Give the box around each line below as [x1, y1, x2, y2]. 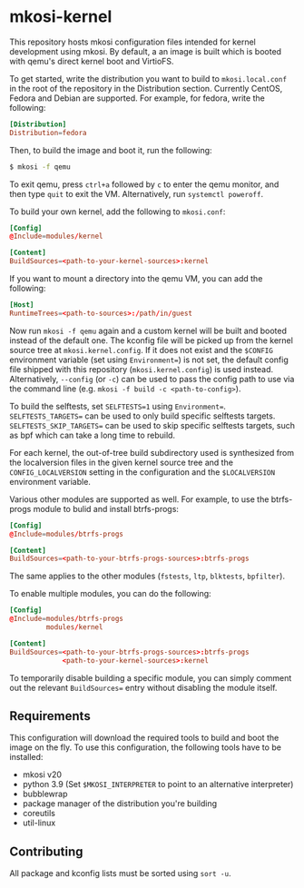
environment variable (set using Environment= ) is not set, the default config [9, 354, 289, 365]
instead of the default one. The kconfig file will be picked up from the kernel [9, 334, 293, 346]
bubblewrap [22, 788, 68, 800]
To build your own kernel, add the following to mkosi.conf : [9, 206, 226, 217]
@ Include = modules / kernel [9, 232, 103, 242]
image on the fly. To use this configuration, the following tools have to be [9, 742, 281, 753]
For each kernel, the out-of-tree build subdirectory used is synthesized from [9, 447, 295, 458]
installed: [9, 752, 44, 763]
